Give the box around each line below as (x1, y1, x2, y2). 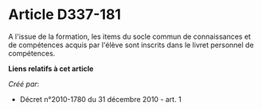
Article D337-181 (8, 6, 122, 24)
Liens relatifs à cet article (8, 63, 94, 73)
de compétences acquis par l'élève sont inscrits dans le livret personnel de (8, 40, 254, 49)
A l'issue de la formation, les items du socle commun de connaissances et (8, 32, 251, 41)
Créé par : (8, 79, 40, 89)
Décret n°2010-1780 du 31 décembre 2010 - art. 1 (19, 94, 182, 104)
